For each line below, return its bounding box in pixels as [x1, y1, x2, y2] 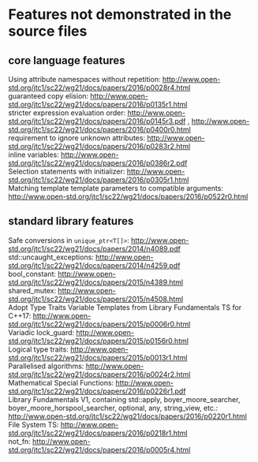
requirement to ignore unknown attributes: [8, 133, 146, 143]
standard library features [8, 214, 134, 228]
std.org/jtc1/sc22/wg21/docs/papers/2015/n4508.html [8, 294, 184, 304]
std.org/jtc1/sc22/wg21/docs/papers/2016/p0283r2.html [8, 142, 191, 151]
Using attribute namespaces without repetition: [8, 75, 161, 84]
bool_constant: [8, 269, 57, 278]
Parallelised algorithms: [8, 361, 84, 371]
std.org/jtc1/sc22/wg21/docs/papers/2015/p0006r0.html [8, 319, 191, 329]
